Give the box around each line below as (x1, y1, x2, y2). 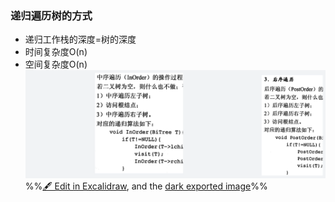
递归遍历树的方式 (10, 8, 93, 22)
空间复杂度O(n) (24, 58, 88, 71)
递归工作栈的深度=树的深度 (24, 33, 137, 46)
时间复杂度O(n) (24, 46, 88, 58)
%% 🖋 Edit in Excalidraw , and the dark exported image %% (24, 180, 268, 192)
